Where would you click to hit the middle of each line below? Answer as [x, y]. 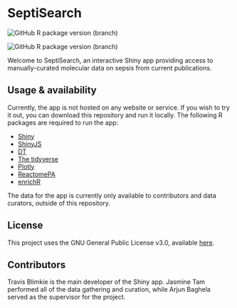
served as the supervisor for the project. [67, 297]
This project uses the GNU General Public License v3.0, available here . [111, 243]
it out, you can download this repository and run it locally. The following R [115, 115]
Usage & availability [52, 90]
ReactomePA [36, 174]
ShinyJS [30, 144]
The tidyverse [38, 159]
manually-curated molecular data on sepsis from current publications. [110, 68]
